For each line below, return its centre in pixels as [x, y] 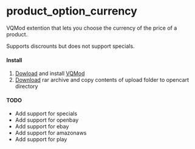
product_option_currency [72, 11]
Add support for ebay [42, 127]
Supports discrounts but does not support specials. [70, 46]
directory [26, 87]
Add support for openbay [47, 120]
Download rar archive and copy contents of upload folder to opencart [102, 80]
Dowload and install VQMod [50, 73]
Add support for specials [46, 114]
